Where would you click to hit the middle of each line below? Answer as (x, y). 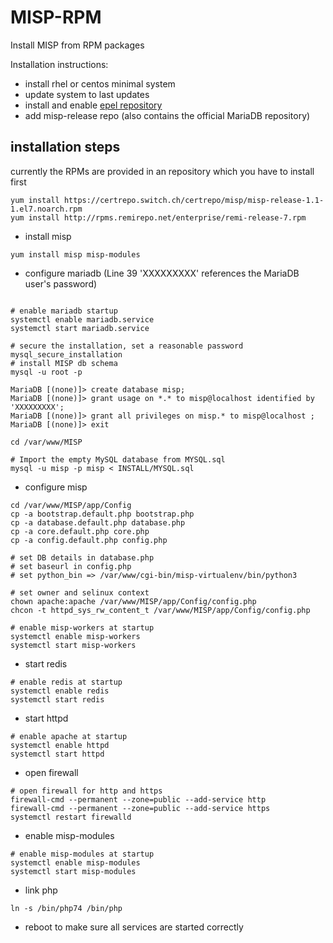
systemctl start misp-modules (73, 871)
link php (41, 890)
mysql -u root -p (46, 372)
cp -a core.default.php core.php (80, 531)
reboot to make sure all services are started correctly (134, 927)
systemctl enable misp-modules (75, 862)
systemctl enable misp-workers (75, 636)
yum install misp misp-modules (75, 254)
